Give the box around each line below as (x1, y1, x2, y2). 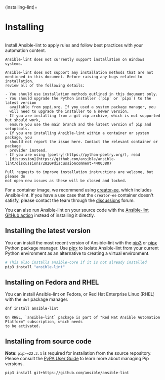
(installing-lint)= (5, 4, 38, 10)
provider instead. (9, 148, 48, 153)
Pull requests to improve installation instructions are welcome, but (5, 169, 154, 175)
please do (5, 174, 26, 179)
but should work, (5, 117, 41, 123)
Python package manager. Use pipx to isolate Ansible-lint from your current (5, 245, 159, 251)
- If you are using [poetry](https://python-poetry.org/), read (5, 152, 140, 157)
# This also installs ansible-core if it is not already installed (5, 260, 147, 265)
